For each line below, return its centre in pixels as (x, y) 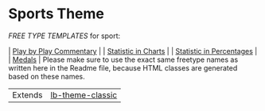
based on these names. (47, 76)
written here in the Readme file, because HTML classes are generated (123, 67)
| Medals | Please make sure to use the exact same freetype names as (123, 59)
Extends (27, 94)
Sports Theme (57, 14)
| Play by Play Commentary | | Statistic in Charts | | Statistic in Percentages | (133, 51)
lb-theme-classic (84, 94)
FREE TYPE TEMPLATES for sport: (64, 36)
